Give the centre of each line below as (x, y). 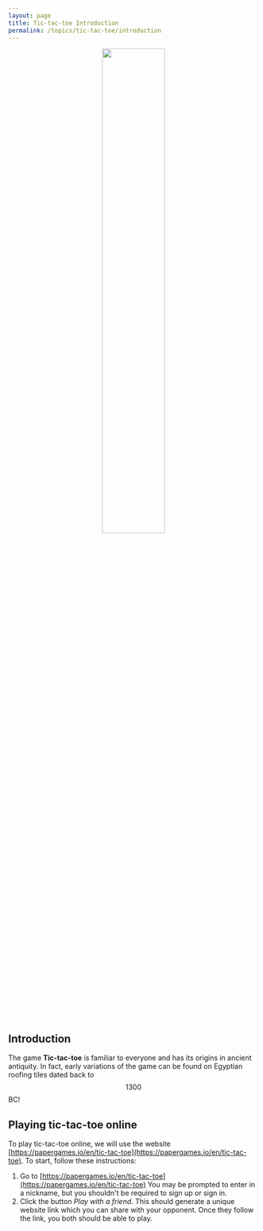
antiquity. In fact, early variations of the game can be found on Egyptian (126, 1066)
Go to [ (31, 1176)
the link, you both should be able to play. (86, 1218)
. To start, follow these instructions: (79, 1161)
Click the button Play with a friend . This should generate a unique (127, 1201)
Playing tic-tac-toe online (73, 1125)
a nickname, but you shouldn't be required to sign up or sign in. (124, 1193)
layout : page (30, 16)
